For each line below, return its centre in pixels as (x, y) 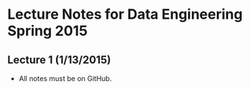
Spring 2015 (48, 31)
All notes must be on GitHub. (65, 78)
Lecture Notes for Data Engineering (125, 14)
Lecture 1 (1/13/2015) (59, 60)
